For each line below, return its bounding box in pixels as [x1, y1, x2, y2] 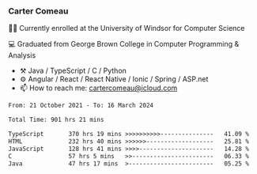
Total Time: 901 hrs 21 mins [8, 116, 104, 124]
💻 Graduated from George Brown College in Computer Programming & [8, 40, 240, 49]
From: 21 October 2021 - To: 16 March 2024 [8, 101, 154, 110]
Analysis [8, 51, 36, 60]
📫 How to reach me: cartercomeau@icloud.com [19, 83, 178, 93]
